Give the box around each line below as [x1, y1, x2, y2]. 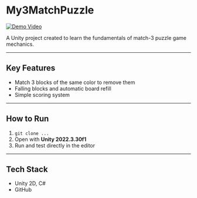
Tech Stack [6, 164, 48, 174]
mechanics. [6, 41, 34, 48]
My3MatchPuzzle [6, 4, 94, 17]
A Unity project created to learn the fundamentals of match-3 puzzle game [6, 34, 186, 41]
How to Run [6, 114, 49, 124]
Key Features [6, 63, 56, 73]
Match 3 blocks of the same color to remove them [14, 79, 135, 86]
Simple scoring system [14, 91, 70, 98]
